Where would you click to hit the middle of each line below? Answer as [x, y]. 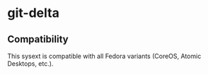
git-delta [34, 13]
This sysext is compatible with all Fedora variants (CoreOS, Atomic [104, 56]
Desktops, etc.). [30, 64]
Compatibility [38, 39]
